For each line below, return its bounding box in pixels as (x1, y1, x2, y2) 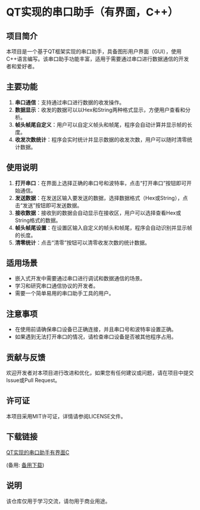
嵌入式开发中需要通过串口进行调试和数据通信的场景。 (14, 275, 146, 282)
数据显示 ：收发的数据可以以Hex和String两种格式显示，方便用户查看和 (14, 106, 186, 113)
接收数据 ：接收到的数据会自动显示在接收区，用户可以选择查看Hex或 (14, 209, 182, 216)
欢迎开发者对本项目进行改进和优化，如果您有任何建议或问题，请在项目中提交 (6, 370, 194, 377)
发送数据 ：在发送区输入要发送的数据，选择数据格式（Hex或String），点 (14, 194, 188, 201)
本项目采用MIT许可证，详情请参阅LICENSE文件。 (6, 412, 126, 420)
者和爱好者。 (6, 63, 37, 70)
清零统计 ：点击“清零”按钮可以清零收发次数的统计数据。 (14, 239, 151, 246)
